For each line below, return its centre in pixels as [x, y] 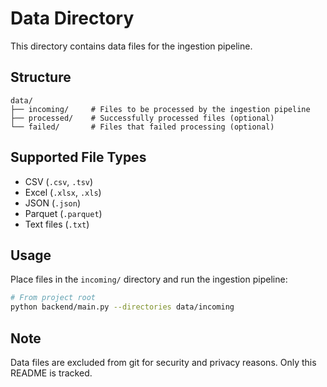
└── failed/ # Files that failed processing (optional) [142, 127]
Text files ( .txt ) [57, 224]
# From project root [53, 298]
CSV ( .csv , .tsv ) [59, 181]
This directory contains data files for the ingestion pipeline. [131, 46]
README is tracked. [51, 373]
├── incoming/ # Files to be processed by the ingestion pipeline [160, 109]
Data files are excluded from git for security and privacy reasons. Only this [163, 362]
